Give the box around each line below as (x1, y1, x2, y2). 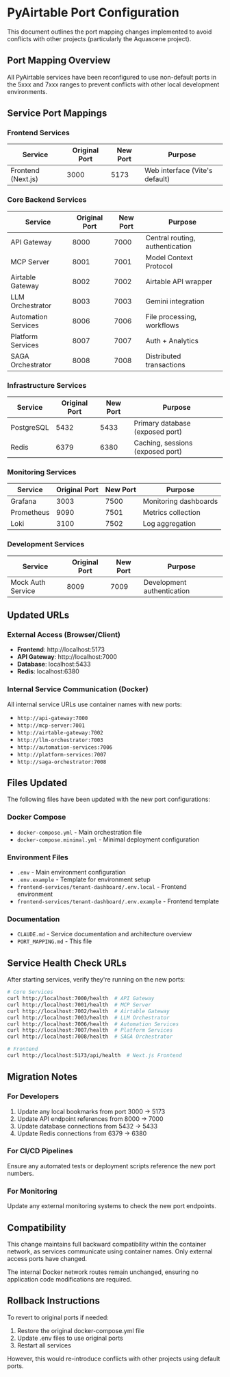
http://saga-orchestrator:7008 (16, 759, 107, 765)
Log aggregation (142, 519, 196, 529)
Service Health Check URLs (7, 957, 127, 969)
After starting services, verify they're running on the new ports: (7, 975, 186, 984)
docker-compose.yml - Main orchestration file (16, 828, 142, 836)
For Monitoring (7, 1186, 58, 1196)
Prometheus (10, 508, 50, 518)
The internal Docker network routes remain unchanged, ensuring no (7, 1268, 199, 1276)
